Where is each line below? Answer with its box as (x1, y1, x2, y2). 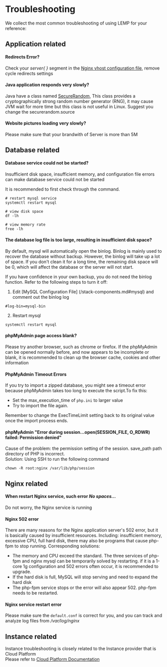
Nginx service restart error (5, 601, 62, 607)
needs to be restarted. (12, 590, 58, 596)
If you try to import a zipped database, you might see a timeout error (5, 382, 146, 388)
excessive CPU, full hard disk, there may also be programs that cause (5, 538, 148, 544)
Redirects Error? (5, 54, 40, 60)
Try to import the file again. (12, 403, 68, 409)
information (5, 359, 29, 366)
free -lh (5, 226, 23, 231)
